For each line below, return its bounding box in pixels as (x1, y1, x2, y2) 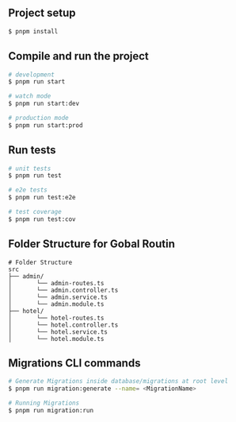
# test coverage (8, 208, 62, 216)
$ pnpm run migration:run (8, 407, 93, 415)
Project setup (8, 6, 77, 20)
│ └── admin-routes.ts (8, 279, 105, 287)
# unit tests (8, 165, 51, 172)
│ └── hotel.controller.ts (8, 321, 119, 329)
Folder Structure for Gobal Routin (8, 238, 176, 251)
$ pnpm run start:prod (8, 121, 83, 130)
